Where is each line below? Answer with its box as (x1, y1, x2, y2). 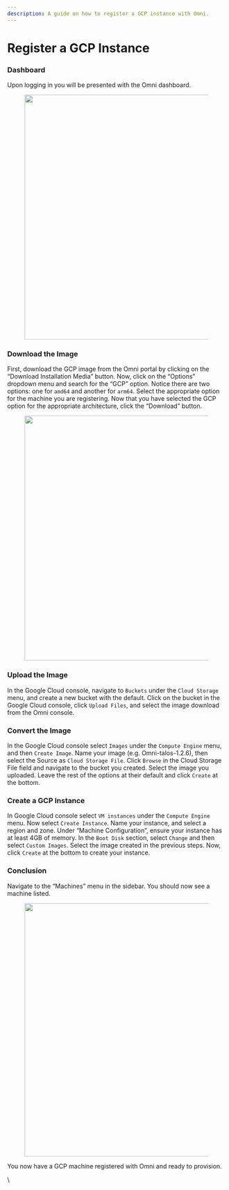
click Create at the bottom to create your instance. (7, 848, 151, 857)
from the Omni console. (7, 708, 75, 717)
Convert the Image (7, 725, 71, 735)
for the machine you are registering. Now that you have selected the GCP (7, 395, 217, 403)
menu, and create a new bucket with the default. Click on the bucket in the (7, 693, 220, 701)
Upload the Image (7, 670, 68, 680)
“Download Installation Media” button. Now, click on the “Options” (7, 372, 196, 381)
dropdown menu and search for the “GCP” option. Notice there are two (7, 380, 210, 388)
